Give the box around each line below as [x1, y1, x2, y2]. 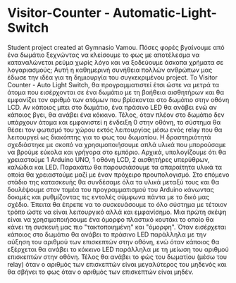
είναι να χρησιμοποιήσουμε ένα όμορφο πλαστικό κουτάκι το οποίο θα [7, 215, 214, 223]
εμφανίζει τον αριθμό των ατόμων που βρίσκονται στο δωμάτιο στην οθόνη [7, 95, 230, 103]
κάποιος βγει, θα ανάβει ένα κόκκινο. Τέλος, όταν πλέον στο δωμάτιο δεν [7, 111, 225, 119]
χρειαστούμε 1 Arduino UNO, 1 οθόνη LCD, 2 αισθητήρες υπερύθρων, [7, 155, 210, 163]
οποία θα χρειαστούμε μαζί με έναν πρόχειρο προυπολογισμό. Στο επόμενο [7, 170, 230, 179]
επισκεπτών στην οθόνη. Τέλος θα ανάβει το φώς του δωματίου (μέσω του [7, 252, 228, 261]
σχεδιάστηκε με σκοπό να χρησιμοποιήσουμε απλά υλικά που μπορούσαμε [7, 140, 227, 149]
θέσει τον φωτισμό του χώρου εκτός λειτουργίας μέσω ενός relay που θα [7, 125, 223, 134]
